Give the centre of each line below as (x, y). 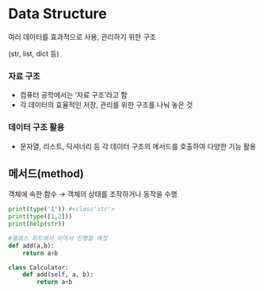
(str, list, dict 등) (34, 53)
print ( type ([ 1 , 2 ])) (40, 217)
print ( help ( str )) (37, 224)
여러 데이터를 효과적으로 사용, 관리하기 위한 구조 (82, 36)
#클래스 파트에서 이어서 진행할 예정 (58, 238)
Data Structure (57, 14)
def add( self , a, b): (58, 275)
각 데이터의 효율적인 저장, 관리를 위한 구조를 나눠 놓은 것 (106, 105)
